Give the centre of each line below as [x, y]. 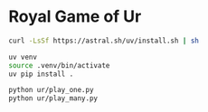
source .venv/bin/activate [59, 65]
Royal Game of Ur [75, 17]
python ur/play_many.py [53, 98]
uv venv [23, 57]
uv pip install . [41, 74]
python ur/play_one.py [51, 90]
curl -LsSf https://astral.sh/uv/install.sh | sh [104, 41]
